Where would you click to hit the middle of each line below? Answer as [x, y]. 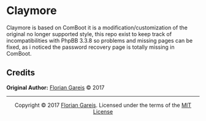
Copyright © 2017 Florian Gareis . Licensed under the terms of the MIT [103, 105]
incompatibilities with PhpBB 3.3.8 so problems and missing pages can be [100, 40]
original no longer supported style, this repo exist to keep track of [89, 34]
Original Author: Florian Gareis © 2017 [55, 87]
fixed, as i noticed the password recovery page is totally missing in [90, 47]
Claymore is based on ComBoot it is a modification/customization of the [97, 28]
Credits [21, 73]
